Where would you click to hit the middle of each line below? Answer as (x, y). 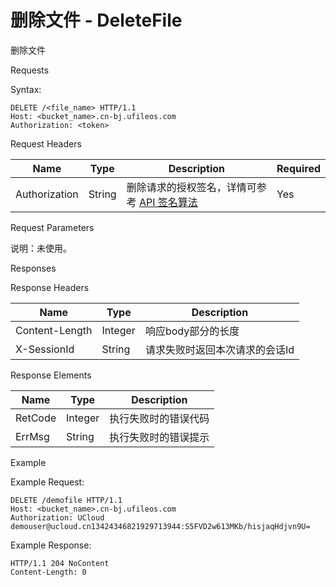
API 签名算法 (168, 202)
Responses (33, 268)
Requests (30, 70)
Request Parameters (52, 227)
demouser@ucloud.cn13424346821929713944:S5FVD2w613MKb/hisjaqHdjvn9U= (160, 526)
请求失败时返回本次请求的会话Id (219, 349)
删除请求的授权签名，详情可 (191, 187)
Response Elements (51, 375)
